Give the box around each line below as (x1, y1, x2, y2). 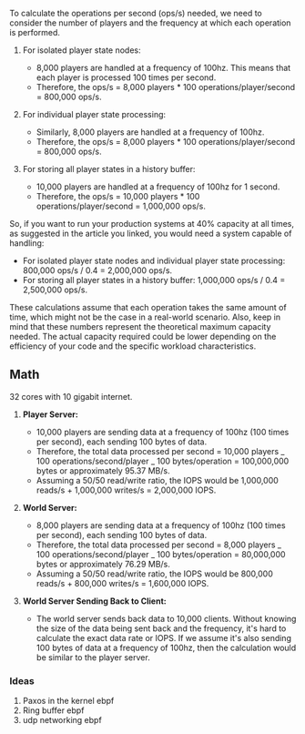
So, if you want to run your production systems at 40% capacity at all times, (9, 219, 294, 229)
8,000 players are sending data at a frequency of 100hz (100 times (36, 519, 286, 531)
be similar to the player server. (36, 651, 150, 663)
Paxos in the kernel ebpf (22, 696, 115, 707)
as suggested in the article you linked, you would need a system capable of (9, 228, 292, 239)
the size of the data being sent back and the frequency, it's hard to (36, 623, 287, 634)
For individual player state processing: (22, 109, 167, 119)
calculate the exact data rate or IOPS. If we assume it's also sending (36, 632, 291, 643)
